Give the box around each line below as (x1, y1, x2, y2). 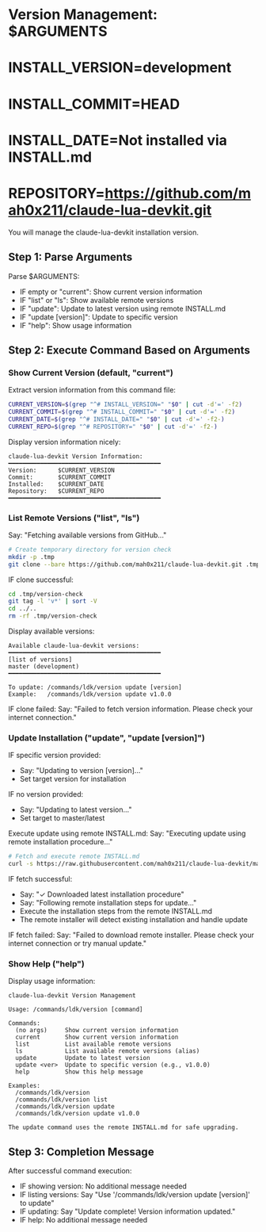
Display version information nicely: (8, 437, 121, 446)
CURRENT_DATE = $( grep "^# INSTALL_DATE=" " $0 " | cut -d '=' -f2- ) (8, 415, 225, 423)
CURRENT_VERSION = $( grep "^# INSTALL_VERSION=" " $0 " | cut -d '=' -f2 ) (8, 400, 243, 409)
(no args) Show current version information (15, 1027, 179, 1035)
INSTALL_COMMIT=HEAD (8, 95, 180, 113)
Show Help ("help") (8, 958, 85, 970)
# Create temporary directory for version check (8, 545, 172, 553)
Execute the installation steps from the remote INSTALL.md (19, 906, 212, 916)
